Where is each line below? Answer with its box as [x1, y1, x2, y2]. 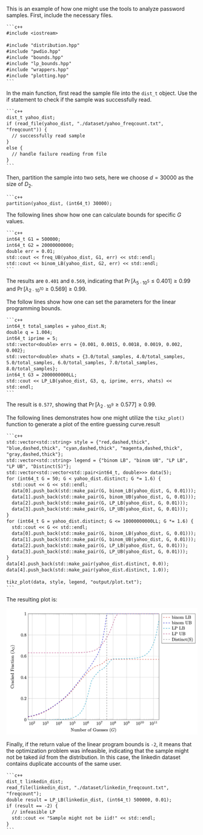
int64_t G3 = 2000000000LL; [6, 372, 78, 378]
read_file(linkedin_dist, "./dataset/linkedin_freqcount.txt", [6, 785, 170, 791]
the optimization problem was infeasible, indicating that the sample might [6, 747, 189, 755]
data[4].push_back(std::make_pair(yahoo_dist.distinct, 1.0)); [6, 567, 170, 573]
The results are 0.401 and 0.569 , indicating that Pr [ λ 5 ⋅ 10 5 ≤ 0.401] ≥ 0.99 [6, 277, 191, 286]
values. [6, 217, 24, 224]
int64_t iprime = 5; [6, 336, 59, 342]
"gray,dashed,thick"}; [6, 451, 64, 458]
